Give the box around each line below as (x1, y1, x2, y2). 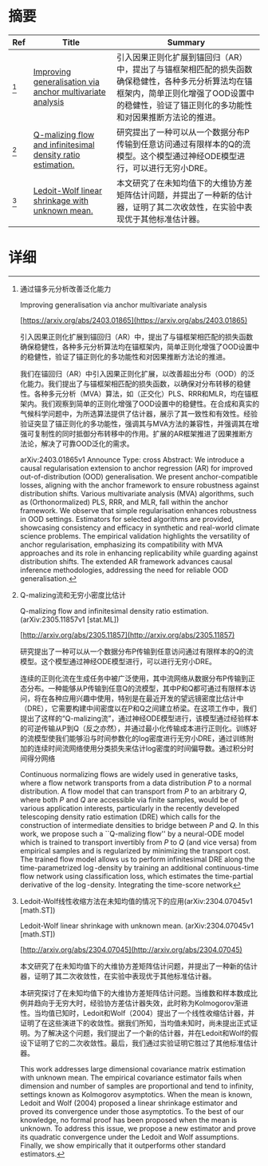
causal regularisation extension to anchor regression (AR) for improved (19, 463, 254, 472)
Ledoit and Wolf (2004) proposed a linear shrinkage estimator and (19, 1098, 238, 1108)
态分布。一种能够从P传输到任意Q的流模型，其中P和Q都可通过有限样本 (19, 683, 250, 693)
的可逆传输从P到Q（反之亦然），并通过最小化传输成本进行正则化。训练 (19, 723, 250, 733)
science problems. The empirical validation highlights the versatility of (19, 531, 250, 540)
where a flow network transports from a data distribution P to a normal (19, 778, 252, 787)
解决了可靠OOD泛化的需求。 (41, 439, 134, 448)
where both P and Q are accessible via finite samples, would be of (19, 794, 238, 804)
